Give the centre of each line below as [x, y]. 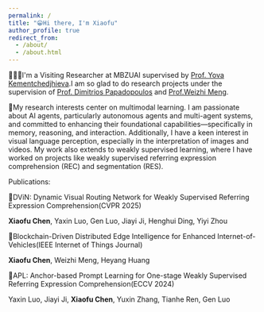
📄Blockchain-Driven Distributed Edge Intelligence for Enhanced [112, 236]
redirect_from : [33, 38]
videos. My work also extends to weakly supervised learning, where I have [130, 149]
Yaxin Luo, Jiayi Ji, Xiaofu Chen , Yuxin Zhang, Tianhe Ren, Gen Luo [119, 299]
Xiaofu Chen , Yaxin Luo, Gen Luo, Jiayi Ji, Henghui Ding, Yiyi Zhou [118, 221]
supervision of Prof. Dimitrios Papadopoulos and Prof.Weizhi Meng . [118, 92]
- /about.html [39, 52]
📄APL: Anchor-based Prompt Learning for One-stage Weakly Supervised [128, 275]
